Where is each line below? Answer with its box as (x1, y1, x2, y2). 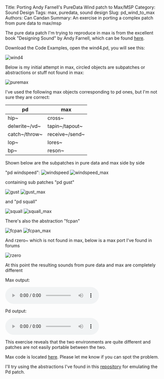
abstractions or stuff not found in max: (5, 69, 84, 75)
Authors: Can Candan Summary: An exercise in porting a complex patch (5, 15, 153, 20)
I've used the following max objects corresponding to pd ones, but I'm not (5, 89, 157, 94)
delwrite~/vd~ (7, 122, 41, 129)
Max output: (5, 277, 30, 283)
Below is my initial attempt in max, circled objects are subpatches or (5, 64, 145, 70)
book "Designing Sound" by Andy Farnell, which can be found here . (5, 35, 145, 41)
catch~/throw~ (7, 131, 43, 137)
